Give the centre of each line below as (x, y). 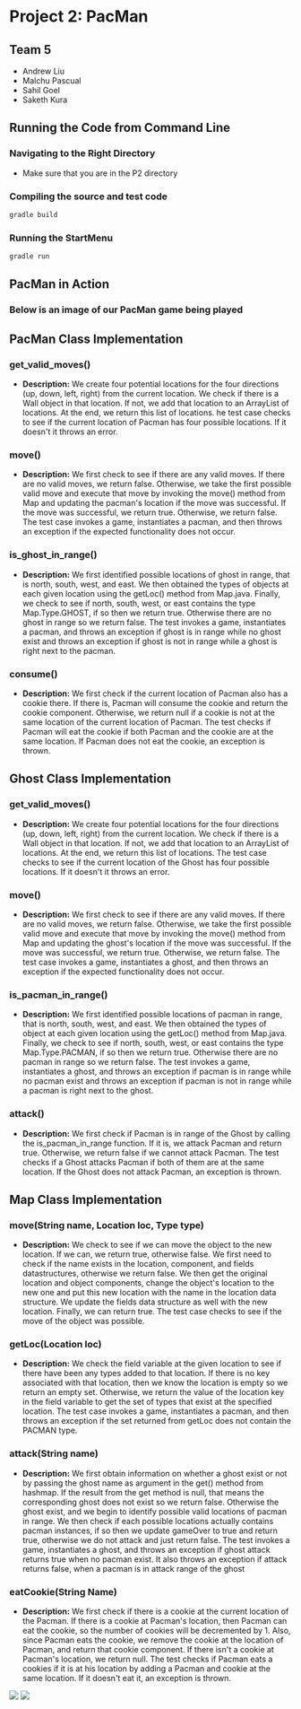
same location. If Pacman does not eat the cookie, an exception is (144, 741)
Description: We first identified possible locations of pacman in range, (152, 1015)
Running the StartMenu (61, 238)
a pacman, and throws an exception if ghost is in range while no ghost (152, 632)
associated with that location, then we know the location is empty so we (155, 1382)
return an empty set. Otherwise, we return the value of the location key (153, 1392)
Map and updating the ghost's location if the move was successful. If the (157, 943)
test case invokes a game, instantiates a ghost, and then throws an (145, 962)
